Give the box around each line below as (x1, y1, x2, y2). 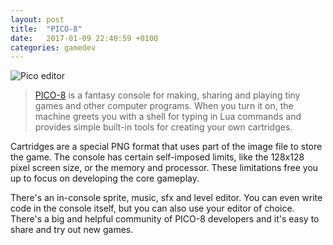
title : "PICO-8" (10, 24, 83, 34)
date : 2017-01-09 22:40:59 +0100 (10, 33, 159, 43)
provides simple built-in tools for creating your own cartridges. (34, 121, 293, 133)
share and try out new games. (10, 224, 134, 236)
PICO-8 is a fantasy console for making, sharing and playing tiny (34, 89, 301, 101)
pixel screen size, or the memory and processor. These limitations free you (10, 162, 319, 174)
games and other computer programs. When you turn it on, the (34, 100, 294, 112)
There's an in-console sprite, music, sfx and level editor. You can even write (10, 192, 323, 204)
